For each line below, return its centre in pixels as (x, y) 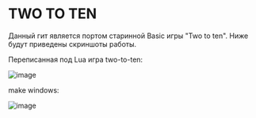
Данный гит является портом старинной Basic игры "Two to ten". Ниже (128, 36)
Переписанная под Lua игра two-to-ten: (76, 59)
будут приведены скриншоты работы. (73, 44)
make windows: (34, 90)
